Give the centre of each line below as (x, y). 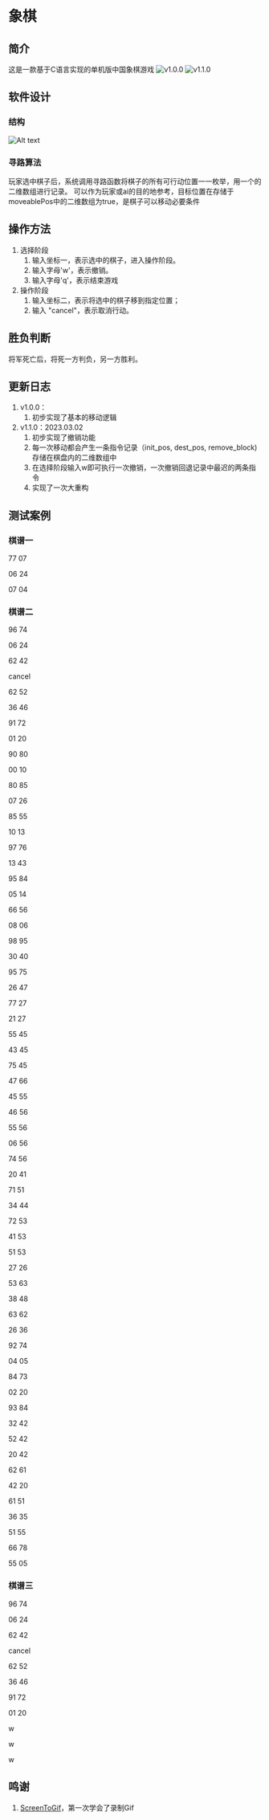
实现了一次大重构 (60, 488)
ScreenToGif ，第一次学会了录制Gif (77, 1807)
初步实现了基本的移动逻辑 (74, 418)
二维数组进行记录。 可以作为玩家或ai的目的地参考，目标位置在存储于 (121, 191)
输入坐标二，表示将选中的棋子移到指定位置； (106, 300)
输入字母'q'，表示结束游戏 (75, 280)
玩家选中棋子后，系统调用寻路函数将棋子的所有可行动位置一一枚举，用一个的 (135, 181)
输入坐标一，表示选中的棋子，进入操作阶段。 (106, 260)
